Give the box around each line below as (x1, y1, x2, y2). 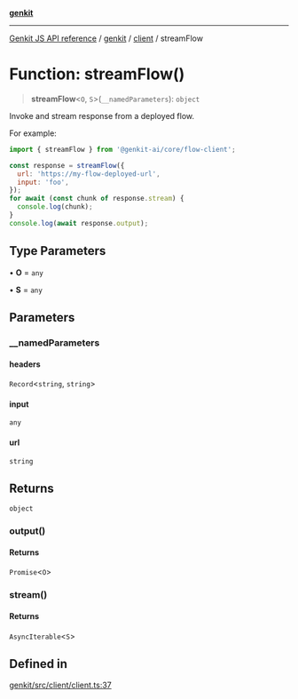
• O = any (9, 266, 44, 278)
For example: (9, 128, 58, 139)
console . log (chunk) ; (17, 203, 93, 211)
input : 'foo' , (17, 178, 69, 187)
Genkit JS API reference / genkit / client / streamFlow (9, 33, 204, 44)
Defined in (9, 656, 68, 671)
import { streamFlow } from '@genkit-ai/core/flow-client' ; (9, 145, 237, 154)
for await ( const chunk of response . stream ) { (9, 195, 184, 203)
